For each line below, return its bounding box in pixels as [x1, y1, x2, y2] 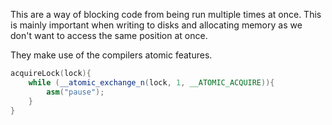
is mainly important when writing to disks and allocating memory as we [10, 19, 303, 31]
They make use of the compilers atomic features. [10, 49, 213, 61]
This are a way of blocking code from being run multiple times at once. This [10, 9, 322, 20]
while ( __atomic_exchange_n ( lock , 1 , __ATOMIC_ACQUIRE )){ [28, 77, 275, 88]
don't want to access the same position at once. [10, 30, 208, 41]
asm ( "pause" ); [46, 87, 105, 97]
